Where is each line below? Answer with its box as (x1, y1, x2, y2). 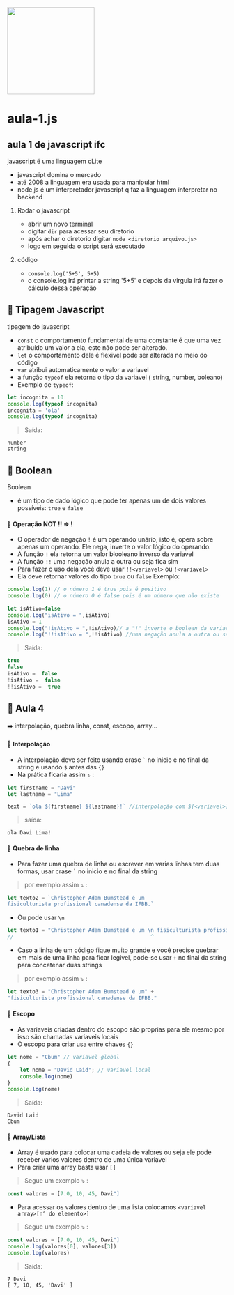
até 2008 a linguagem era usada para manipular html (17, 178, 169, 186)
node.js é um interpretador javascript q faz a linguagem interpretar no (17, 185, 218, 194)
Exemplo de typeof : (17, 380, 74, 389)
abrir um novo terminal (27, 220, 93, 228)
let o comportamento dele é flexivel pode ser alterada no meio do (17, 351, 208, 359)
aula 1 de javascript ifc (7, 139, 106, 151)
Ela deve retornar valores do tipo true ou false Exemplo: (17, 572, 180, 581)
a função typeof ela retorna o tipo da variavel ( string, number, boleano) (17, 373, 223, 381)
